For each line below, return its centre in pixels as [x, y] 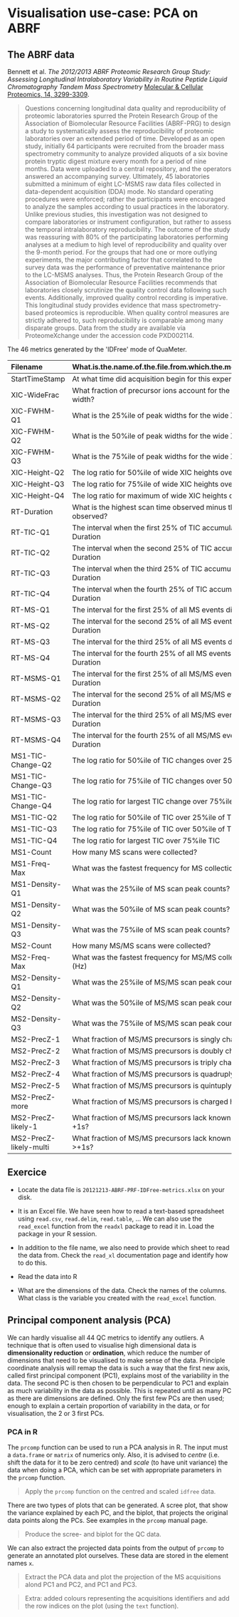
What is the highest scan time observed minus [149, 507]
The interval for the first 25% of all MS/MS [143, 674]
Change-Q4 [31, 806]
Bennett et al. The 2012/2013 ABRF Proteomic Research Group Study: [109, 72]
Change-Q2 [31, 765]
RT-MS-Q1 [31, 610]
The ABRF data [41, 55]
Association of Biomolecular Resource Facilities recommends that [121, 282]
